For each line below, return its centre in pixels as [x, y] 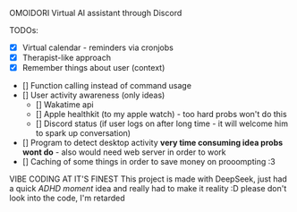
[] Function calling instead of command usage [107, 86]
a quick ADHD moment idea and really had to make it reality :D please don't [148, 189]
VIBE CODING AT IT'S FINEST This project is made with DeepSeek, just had [148, 179]
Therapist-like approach [67, 58]
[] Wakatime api [64, 105]
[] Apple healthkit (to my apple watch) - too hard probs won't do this [161, 114]
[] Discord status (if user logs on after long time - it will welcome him [162, 123]
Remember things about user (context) [93, 68]
